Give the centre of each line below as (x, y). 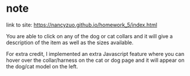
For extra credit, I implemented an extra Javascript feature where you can (95, 54)
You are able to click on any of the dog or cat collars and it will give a (89, 36)
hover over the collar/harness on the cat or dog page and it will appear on (95, 60)
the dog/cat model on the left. (42, 66)
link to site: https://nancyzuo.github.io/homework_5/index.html (82, 25)
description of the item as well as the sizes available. (70, 42)
